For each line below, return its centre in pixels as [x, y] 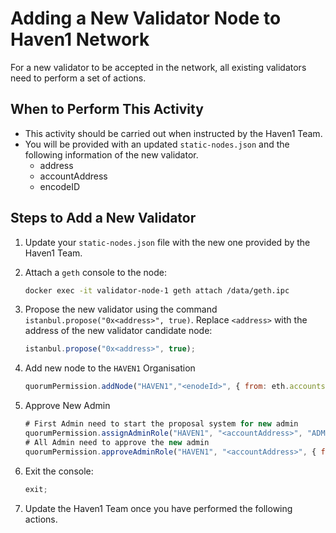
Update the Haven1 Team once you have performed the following [158, 508]
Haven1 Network [80, 39]
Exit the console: [59, 471]
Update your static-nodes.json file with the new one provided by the [167, 242]
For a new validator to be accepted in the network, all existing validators [158, 67]
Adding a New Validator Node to [146, 18]
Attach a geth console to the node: [95, 272]
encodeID [60, 186]
